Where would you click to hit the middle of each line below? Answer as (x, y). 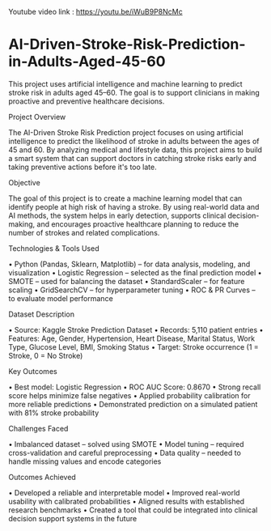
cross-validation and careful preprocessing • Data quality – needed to (125, 452)
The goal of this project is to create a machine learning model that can (125, 198)
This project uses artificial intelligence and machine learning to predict (125, 83)
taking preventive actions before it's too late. (83, 167)
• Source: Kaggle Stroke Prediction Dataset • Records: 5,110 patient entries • (136, 329)
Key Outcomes (33, 371)
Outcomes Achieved (42, 477)
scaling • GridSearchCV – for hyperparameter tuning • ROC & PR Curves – (132, 290)
